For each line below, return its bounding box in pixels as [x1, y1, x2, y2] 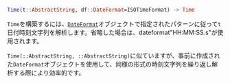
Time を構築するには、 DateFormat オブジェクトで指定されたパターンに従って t [7, 19, 222, 27]
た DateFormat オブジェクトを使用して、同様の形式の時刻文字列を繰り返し [7, 60, 212, 68]
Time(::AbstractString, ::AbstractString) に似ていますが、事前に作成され [7, 51, 221, 60]
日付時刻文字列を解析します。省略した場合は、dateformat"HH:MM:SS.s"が [7, 28, 218, 36]
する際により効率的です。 [12, 69, 85, 77]
